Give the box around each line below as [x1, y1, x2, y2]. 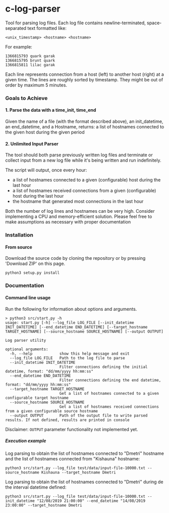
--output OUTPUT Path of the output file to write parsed [10, 413, 148, 418]
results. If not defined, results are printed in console [5, 417, 130, 423]
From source [5, 244, 33, 250]
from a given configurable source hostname [5, 408, 98, 413]
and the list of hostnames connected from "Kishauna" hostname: [5, 456, 140, 462]
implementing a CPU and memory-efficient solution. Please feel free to [5, 213, 152, 220]
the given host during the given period [5, 129, 85, 135]
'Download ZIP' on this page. [5, 261, 66, 267]
